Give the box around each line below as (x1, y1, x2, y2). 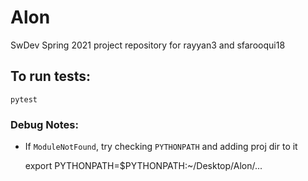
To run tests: (10, 68, 91, 85)
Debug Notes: (10, 117, 79, 131)
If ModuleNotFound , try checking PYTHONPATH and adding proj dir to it (24, 141, 298, 153)
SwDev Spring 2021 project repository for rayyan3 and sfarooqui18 (10, 39, 286, 51)
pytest (10, 94, 38, 105)
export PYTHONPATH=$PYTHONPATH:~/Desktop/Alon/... (24, 160, 263, 172)
